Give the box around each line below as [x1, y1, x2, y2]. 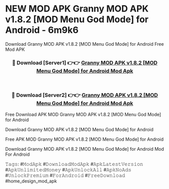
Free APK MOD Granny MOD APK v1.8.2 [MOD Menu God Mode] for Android [5, 136, 164, 142]
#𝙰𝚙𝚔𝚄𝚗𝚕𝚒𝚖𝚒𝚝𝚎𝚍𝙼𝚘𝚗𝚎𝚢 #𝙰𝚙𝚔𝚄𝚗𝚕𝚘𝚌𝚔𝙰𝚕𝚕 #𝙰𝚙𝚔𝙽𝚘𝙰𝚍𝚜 [5, 166, 132, 172]
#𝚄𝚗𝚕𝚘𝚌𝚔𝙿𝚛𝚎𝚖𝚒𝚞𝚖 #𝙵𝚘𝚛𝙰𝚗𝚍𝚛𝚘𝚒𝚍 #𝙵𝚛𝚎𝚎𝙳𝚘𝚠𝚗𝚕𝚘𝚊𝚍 [5, 172, 125, 178]
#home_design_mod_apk [5, 178, 57, 184]
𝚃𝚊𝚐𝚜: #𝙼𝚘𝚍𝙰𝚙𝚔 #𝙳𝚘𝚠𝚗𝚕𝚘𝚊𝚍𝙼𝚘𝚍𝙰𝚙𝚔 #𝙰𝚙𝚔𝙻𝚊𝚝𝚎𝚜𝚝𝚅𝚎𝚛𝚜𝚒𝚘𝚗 [5, 161, 144, 167]
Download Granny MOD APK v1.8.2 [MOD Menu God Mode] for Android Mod [5, 146, 164, 152]
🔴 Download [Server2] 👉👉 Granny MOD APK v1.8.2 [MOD [12, 91, 158, 99]
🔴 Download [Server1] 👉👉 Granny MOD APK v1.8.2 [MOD [12, 59, 158, 66]
